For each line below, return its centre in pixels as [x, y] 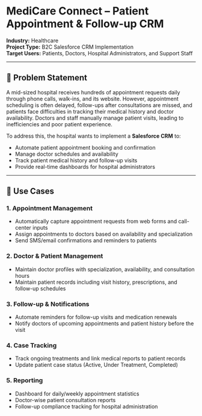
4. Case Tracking [32, 345]
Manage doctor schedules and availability [66, 154]
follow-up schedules [40, 288]
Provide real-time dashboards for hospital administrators [85, 167]
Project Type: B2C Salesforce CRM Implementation [70, 47]
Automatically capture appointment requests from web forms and [96, 221]
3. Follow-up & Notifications [48, 304]
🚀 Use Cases [30, 191]
